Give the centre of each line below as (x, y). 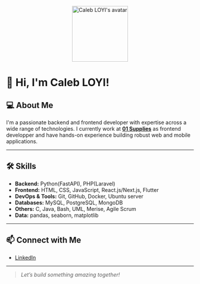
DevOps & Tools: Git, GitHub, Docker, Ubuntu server (79, 196)
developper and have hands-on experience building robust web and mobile (99, 135)
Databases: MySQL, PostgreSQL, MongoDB (69, 203)
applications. (22, 141)
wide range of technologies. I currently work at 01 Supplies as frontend (94, 129)
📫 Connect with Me (44, 240)
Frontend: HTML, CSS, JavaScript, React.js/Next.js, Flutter (87, 190)
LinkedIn (25, 257)
